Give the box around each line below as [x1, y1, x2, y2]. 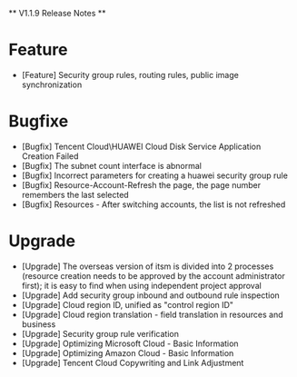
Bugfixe [8, 111, 69, 132]
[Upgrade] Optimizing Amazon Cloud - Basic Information [21, 347, 234, 358]
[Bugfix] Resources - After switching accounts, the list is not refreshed [21, 199, 286, 210]
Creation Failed [21, 150, 79, 162]
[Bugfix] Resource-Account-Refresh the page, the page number [21, 179, 261, 190]
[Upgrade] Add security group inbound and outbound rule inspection [21, 290, 281, 301]
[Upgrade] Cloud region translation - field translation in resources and [21, 309, 283, 320]
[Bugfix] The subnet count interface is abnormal [21, 160, 202, 171]
